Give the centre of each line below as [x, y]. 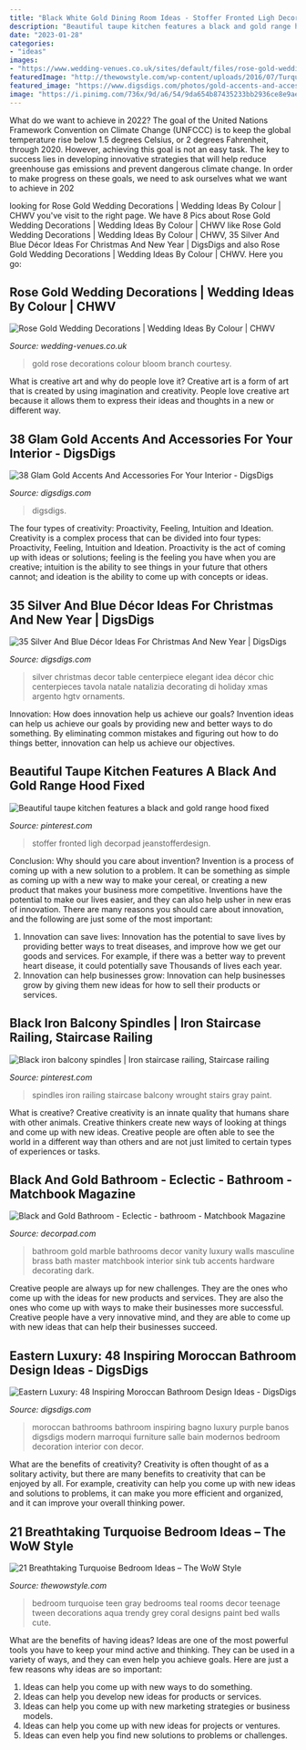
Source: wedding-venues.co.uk [68, 346]
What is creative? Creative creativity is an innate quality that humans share [149, 1112]
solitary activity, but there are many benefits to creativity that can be [138, 1474]
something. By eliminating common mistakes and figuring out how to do [144, 733]
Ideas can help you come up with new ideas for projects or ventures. [151, 1725]
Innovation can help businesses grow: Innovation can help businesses [154, 975]
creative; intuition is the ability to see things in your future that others [139, 567]
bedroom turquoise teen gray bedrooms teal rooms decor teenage [156, 1603]
